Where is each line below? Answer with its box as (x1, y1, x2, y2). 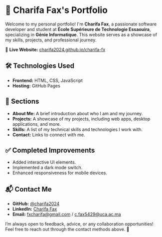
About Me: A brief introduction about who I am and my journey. (12, 110, 143, 116)
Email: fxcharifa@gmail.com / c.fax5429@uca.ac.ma (12, 212, 121, 218)
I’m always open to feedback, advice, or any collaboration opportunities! (5, 221, 154, 227)
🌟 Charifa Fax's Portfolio (5, 4, 108, 16)
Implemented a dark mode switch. (12, 165, 83, 171)
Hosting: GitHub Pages (12, 82, 61, 89)
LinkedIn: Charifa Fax (12, 206, 57, 212)
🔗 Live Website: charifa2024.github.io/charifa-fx (5, 46, 106, 52)
